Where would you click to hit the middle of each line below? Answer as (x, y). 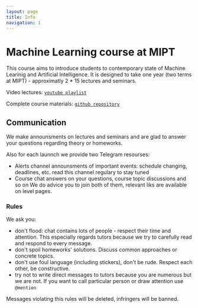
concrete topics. (35, 256)
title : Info (21, 17)
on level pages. (33, 191)
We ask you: (21, 219)
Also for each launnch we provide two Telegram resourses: (78, 155)
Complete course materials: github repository (63, 104)
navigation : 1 (24, 23)
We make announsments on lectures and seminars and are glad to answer (96, 137)
